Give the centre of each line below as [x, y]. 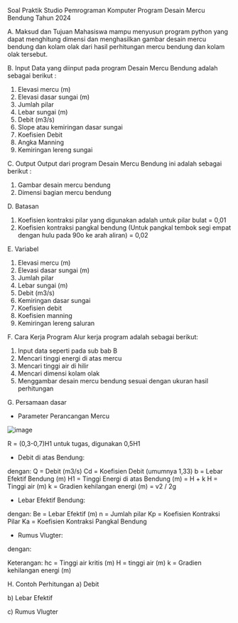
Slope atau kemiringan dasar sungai [70, 127]
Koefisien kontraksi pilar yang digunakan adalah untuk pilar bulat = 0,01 [122, 220]
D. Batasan [23, 206]
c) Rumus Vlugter [33, 612]
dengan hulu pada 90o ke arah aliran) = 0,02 [83, 235]
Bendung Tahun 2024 [39, 18]
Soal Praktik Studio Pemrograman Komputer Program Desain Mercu [106, 10]
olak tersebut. [28, 54]
